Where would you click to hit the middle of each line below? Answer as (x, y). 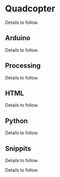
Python (16, 121)
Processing (23, 66)
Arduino (18, 38)
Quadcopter (30, 9)
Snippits (18, 148)
